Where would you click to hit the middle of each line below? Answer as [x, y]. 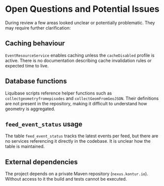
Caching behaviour [35, 44]
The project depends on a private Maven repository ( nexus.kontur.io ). [77, 174]
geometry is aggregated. [30, 109]
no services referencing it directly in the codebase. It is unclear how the [78, 141]
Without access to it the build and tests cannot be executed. [66, 179]
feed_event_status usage [44, 124]
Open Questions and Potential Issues [82, 9]
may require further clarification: [38, 28]
